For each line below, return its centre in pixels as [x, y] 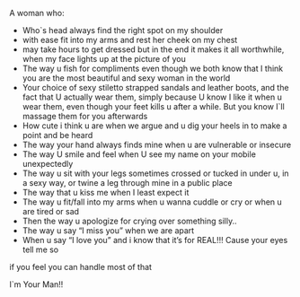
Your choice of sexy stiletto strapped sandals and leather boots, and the [155, 87]
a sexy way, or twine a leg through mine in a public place [128, 183]
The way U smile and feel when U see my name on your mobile [139, 154]
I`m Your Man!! [36, 284]
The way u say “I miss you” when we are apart [108, 231]
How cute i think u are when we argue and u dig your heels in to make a [154, 126]
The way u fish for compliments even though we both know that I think [153, 68]
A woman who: [37, 13]
